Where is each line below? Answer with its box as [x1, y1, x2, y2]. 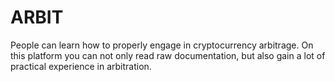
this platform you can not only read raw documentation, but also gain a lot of [10, 49, 326, 61]
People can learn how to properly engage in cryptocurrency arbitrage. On [10, 39, 314, 51]
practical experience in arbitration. [10, 60, 152, 72]
